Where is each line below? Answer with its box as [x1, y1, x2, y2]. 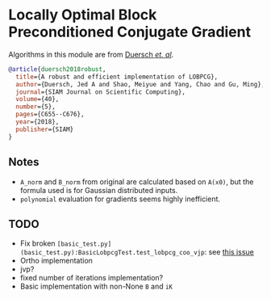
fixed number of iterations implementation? [19, 273, 164, 283]
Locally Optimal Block [8, 6, 157, 24]
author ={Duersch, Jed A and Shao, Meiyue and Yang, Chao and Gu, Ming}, [15, 80, 265, 88]
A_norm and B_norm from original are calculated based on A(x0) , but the [19, 176, 254, 187]
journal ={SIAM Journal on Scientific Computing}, [15, 87, 186, 96]
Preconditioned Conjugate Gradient [8, 23, 252, 41]
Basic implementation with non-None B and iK [19, 281, 173, 292]
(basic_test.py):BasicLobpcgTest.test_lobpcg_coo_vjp [19, 249, 205, 257]
